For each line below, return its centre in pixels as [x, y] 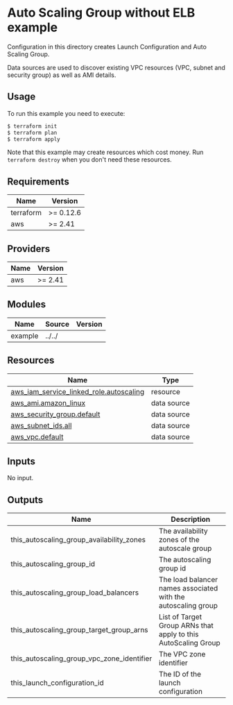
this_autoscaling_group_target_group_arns [79, 630]
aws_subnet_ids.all [41, 425]
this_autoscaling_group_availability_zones [78, 540]
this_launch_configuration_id [57, 683]
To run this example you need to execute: [66, 113]
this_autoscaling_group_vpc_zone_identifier [81, 659]
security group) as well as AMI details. [62, 75]
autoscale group [185, 548]
